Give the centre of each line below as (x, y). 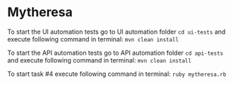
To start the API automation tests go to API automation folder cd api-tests (115, 53)
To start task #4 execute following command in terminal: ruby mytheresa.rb (117, 74)
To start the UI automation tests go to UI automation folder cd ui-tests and (116, 32)
